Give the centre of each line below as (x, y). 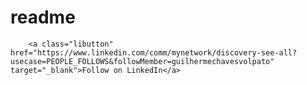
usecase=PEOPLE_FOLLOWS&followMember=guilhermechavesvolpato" (142, 61)
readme (43, 17)
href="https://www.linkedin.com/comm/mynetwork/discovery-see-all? (154, 52)
